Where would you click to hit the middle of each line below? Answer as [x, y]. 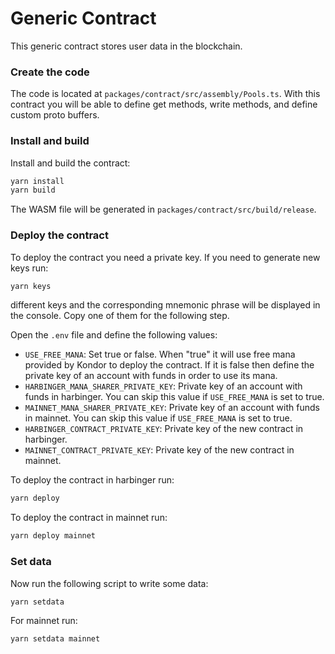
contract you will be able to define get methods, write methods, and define [164, 104]
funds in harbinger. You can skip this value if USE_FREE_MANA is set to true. [174, 397]
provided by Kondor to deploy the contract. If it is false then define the [169, 365]
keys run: [29, 268]
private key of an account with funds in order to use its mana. [151, 376]
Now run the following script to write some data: [109, 583]
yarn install [37, 181]
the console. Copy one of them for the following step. [120, 316]
